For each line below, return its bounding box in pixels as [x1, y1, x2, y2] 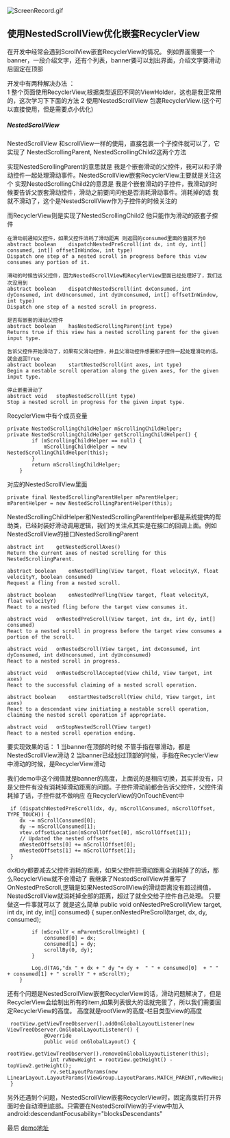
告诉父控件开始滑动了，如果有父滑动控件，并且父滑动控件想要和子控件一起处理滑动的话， [7, 348, 221, 355]
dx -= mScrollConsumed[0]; [19, 817, 97, 824]
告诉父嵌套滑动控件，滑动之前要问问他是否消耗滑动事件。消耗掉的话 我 [18, 188, 219, 196]
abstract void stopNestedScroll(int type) [7, 392, 136, 399]
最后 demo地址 [7, 1124, 49, 1132]
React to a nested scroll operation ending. [7, 729, 136, 737]
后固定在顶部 [7, 64, 43, 73]
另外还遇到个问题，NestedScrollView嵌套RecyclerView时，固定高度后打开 [7, 1093, 216, 1101]
